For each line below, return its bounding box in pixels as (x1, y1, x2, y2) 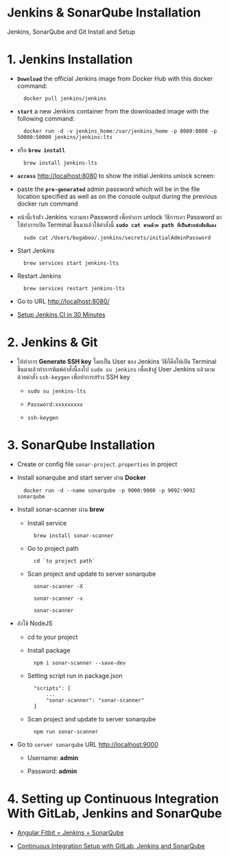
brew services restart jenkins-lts (23, 285, 125, 292)
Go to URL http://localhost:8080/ (16, 297, 110, 305)
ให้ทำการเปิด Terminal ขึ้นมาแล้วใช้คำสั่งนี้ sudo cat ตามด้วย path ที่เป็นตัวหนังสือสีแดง (16, 220, 217, 228)
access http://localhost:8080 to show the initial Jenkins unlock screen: (16, 171, 215, 180)
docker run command (16, 199, 78, 208)
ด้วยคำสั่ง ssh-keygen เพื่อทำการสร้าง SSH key (16, 373, 130, 381)
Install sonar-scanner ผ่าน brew (16, 505, 105, 513)
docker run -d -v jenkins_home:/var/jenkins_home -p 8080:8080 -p (23, 127, 217, 135)
